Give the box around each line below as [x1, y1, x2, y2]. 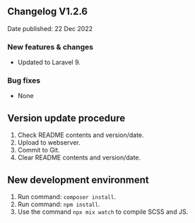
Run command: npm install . [17, 200, 100, 209]
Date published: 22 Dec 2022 [7, 24, 93, 32]
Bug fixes [7, 76, 41, 85]
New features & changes [7, 42, 94, 52]
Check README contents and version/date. [17, 131, 144, 140]
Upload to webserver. [17, 138, 81, 147]
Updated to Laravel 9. [17, 58, 81, 66]
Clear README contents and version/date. [17, 153, 141, 162]
